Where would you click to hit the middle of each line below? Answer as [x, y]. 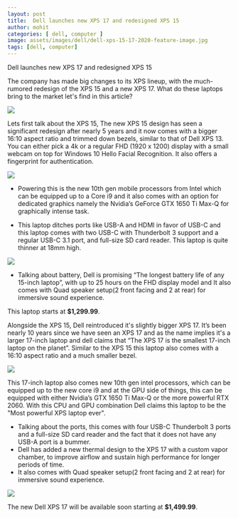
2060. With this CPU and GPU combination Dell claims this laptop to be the [117, 405]
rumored [20, 89]
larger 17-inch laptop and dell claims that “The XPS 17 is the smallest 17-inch [119, 340]
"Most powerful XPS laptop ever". [56, 413]
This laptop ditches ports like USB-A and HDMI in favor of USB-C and [119, 225]
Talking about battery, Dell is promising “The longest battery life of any [121, 275]
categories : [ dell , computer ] [55, 34]
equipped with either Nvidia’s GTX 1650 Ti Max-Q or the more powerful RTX [118, 398]
